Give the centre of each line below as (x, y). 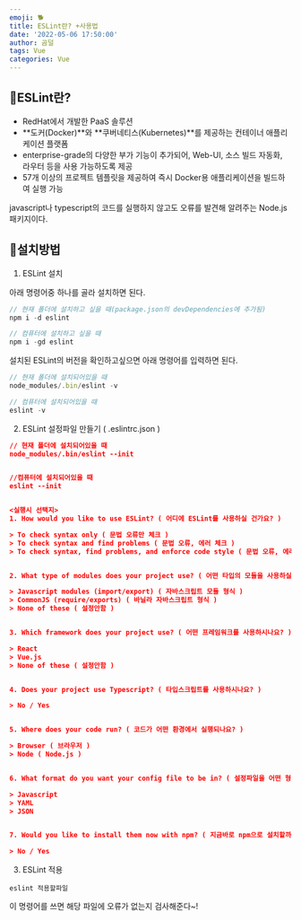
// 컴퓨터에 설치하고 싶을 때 (55, 334)
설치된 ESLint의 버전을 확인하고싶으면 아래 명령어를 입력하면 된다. (124, 361)
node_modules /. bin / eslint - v (64, 386)
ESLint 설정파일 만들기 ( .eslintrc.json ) (91, 428)
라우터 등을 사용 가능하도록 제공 (77, 166)
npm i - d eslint (39, 318)
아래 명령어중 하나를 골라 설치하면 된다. (77, 292)
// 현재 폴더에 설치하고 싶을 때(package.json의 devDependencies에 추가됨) (138, 309)
